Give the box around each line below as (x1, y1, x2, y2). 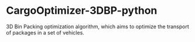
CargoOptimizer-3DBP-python (6, 4, 158, 17)
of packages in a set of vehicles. (6, 29, 85, 36)
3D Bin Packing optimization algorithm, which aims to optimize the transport (6, 23, 189, 30)
